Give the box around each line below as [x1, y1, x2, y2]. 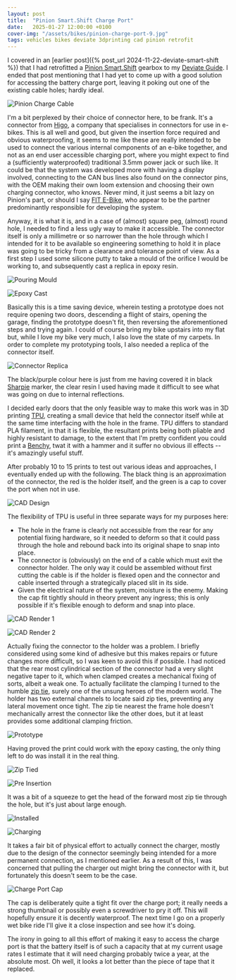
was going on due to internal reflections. [7, 390, 125, 399]
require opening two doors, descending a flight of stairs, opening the [7, 310, 207, 319]
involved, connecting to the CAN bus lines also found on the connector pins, [7, 174, 229, 182]
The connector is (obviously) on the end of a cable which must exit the [17, 556, 223, 564]
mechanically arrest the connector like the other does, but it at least [7, 710, 204, 718]
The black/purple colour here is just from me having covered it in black [7, 375, 213, 384]
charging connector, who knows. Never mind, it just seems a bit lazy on [7, 188, 215, 197]
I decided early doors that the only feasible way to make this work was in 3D [7, 404, 229, 413]
